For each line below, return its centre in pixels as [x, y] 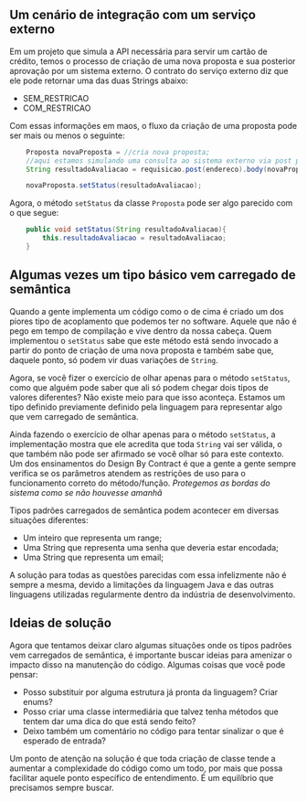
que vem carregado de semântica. [74, 416]
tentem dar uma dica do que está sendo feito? [109, 721]
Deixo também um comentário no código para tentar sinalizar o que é [153, 731]
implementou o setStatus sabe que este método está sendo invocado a [144, 340]
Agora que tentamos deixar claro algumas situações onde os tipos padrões [151, 645]
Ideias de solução [61, 623]
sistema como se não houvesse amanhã [86, 492]
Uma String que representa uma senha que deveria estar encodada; [150, 547]
